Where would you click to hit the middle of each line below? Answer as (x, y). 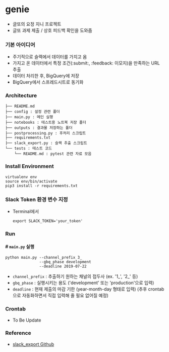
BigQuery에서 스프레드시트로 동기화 (48, 82)
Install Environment (30, 166)
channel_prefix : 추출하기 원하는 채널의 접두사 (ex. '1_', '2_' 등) (75, 276)
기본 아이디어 (20, 45)
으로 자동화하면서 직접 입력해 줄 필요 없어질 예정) (60, 296)
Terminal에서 (26, 212)
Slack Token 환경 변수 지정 (37, 199)
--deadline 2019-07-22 (63, 267)
